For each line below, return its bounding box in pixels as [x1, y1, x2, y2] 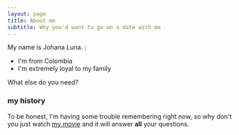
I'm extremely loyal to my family [17, 65, 112, 73]
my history [7, 96, 46, 106]
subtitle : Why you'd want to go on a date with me [7, 23, 161, 31]
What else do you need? [7, 78, 78, 87]
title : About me [7, 17, 56, 24]
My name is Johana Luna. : [7, 43, 87, 52]
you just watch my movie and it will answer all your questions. [7, 119, 190, 128]
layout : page [7, 10, 46, 18]
